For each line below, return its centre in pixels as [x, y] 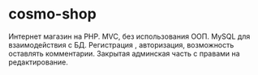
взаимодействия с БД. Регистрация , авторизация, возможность [121, 44]
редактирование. [39, 62]
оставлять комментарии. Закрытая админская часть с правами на [125, 53]
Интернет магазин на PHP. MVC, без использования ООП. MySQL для [129, 36]
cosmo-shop [53, 14]
